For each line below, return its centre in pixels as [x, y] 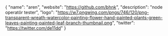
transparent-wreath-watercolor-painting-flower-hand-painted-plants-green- [84, 18]
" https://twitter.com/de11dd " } [36, 28]
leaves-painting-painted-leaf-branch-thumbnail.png [59, 23]
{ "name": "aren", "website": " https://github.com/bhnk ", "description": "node [84, 7]
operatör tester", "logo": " [31, 12]
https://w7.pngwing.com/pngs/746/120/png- [103, 12]
